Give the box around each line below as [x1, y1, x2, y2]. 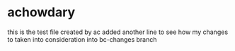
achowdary [7, 4, 76, 21]
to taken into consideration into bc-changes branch [7, 35, 157, 43]
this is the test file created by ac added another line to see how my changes [7, 28, 229, 36]
